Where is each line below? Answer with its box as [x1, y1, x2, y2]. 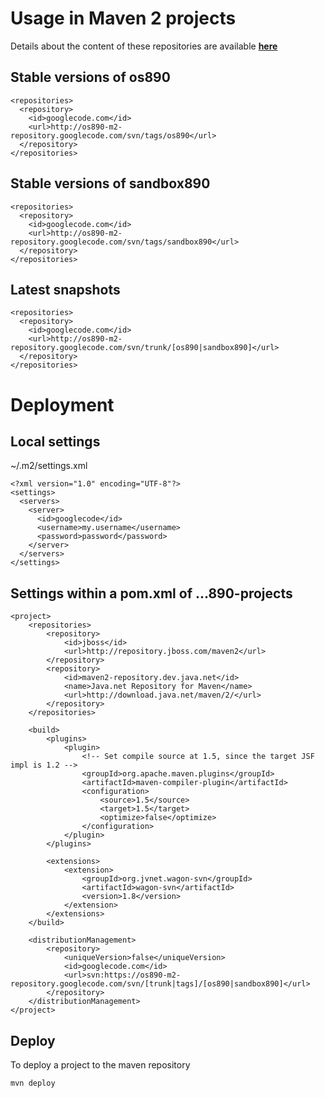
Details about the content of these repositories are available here [10, 40, 278, 52]
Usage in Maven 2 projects [10, 7, 237, 30]
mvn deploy [10, 1078, 56, 1088]
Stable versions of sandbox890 [10, 175, 211, 192]
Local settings [10, 433, 101, 450]
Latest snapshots [10, 281, 121, 298]
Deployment [10, 393, 115, 416]
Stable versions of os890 [10, 69, 171, 86]
